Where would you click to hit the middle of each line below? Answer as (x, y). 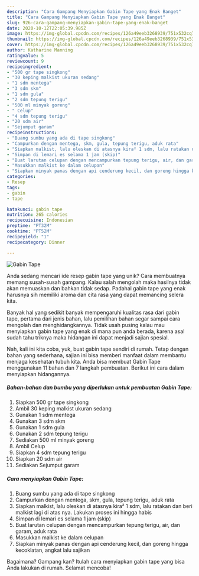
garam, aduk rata (36, 531)
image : (15, 34)
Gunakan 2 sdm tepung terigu (51, 434)
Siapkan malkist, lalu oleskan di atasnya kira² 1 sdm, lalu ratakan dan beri (104, 506)
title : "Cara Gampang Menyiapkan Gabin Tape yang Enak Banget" (86, 17)
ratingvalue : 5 (25, 56)
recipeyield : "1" (28, 237)
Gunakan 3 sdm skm (40, 421)
